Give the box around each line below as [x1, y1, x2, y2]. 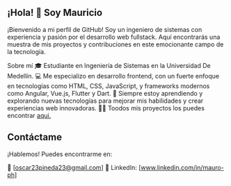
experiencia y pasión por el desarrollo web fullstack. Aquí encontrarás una [7, 33, 221, 41]
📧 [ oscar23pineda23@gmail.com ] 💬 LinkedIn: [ [7, 163, 141, 171]
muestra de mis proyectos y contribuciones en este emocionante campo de [7, 40, 224, 49]
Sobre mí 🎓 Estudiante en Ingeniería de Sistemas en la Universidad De [7, 61, 211, 69]
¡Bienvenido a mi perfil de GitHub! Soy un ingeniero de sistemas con [7, 25, 202, 33]
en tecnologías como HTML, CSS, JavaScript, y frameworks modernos [7, 81, 210, 90]
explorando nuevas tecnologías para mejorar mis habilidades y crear [7, 96, 204, 105]
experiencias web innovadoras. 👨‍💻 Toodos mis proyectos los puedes [7, 103, 205, 112]
